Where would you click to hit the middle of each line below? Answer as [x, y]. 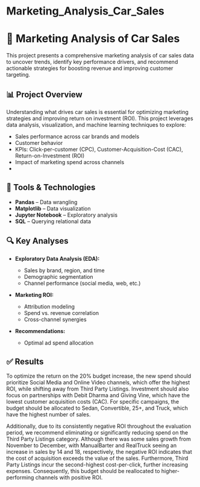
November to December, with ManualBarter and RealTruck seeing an [91, 445]
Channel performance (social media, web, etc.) [82, 283]
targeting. [18, 75]
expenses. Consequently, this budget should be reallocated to [83, 471]
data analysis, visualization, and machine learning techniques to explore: [96, 124]
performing [20, 477]
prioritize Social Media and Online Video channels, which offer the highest [98, 383]
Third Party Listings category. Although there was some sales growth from [98, 439]
